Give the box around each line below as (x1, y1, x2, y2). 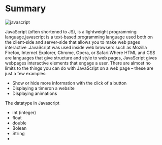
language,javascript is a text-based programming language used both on (5, 34, 153, 40)
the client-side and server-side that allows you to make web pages (5, 39, 140, 45)
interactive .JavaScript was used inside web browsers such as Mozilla (5, 44, 147, 50)
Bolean (12, 125, 27, 131)
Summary (5, 3, 46, 14)
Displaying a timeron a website (12, 85, 75, 91)
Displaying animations (12, 90, 58, 96)
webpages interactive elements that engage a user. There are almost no (5, 60, 151, 66)
